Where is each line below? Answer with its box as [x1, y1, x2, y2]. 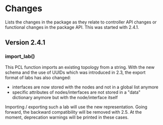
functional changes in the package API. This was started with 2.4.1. [5, 24, 140, 30]
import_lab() [5, 53, 35, 60]
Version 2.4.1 [5, 39, 45, 47]
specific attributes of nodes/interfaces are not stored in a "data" [12, 89, 141, 95]
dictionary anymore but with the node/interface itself [12, 94, 118, 100]
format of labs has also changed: [5, 74, 72, 81]
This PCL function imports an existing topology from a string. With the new [5, 64, 155, 70]
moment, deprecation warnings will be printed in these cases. [5, 114, 129, 120]
